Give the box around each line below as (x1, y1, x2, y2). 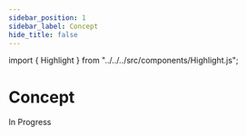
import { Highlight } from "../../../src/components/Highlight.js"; (8, 55, 239, 66)
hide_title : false (8, 30, 78, 39)
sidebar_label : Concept (8, 22, 99, 31)
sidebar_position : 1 (8, 13, 87, 23)
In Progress (8, 117, 52, 128)
